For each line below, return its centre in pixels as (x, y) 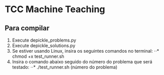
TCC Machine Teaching (55, 9)
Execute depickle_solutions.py (44, 46)
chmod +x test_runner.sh (38, 56)
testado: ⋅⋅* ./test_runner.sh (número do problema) (65, 67)
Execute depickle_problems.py (44, 40)
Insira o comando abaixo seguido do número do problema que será (82, 62)
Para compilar (27, 28)
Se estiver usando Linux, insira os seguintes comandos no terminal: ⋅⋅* (86, 51)
